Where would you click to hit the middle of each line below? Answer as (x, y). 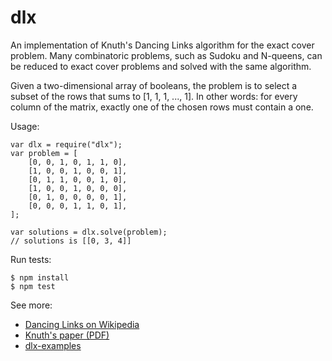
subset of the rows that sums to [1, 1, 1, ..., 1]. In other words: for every (154, 96)
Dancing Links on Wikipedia (82, 324)
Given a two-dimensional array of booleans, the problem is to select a (154, 85)
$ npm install (40, 277)
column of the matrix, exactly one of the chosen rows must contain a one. (162, 107)
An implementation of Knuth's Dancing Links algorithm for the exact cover (162, 45)
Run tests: (31, 259)
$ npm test (33, 286)
